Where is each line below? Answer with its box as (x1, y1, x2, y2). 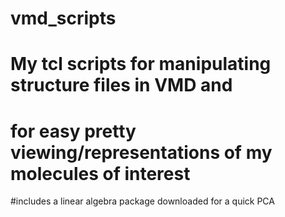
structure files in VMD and (10, 74, 233, 97)
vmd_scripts (10, 7, 117, 30)
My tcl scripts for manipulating (10, 53, 272, 76)
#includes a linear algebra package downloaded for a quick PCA (10, 195, 275, 207)
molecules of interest (10, 162, 191, 185)
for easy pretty (10, 120, 137, 142)
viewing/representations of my (10, 141, 273, 164)
